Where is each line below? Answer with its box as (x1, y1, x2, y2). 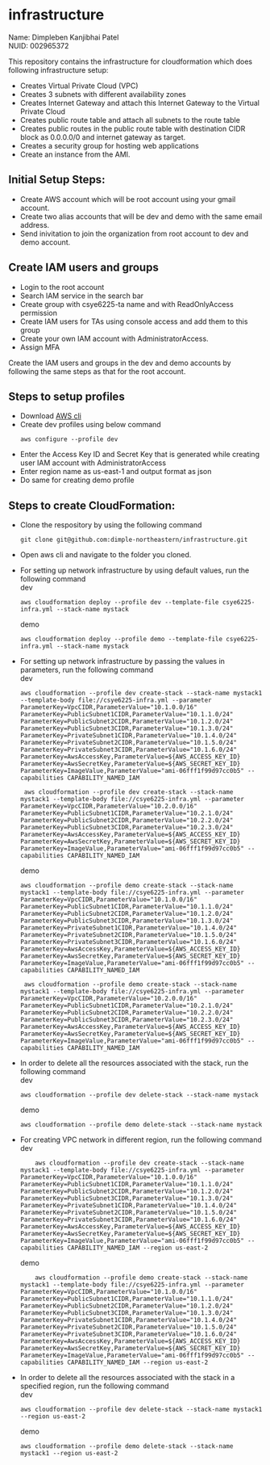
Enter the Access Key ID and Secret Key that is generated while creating (19, 450, 260, 460)
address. (19, 220, 50, 229)
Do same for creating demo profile (19, 475, 135, 485)
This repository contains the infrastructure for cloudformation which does (8, 57, 252, 66)
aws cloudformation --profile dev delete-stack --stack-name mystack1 (19, 1405, 263, 1414)
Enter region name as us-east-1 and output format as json (19, 467, 212, 476)
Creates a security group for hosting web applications (19, 141, 199, 150)
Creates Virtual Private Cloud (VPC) (19, 81, 139, 90)
